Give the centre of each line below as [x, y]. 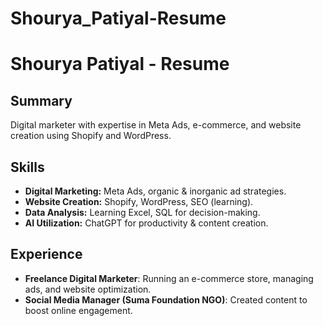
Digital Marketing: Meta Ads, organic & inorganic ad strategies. [155, 191]
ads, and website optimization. [88, 289]
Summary [41, 100]
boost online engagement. [78, 310]
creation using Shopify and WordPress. [91, 136]
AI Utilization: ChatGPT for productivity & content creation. [146, 223]
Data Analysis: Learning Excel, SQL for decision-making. [142, 212]
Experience [46, 254]
